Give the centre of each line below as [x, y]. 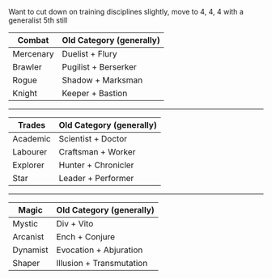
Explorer [28, 165]
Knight [25, 93]
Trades [32, 125]
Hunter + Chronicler [96, 165]
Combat [33, 40]
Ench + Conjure [86, 237]
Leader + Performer [96, 178]
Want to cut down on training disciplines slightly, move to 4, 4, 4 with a [126, 12]
